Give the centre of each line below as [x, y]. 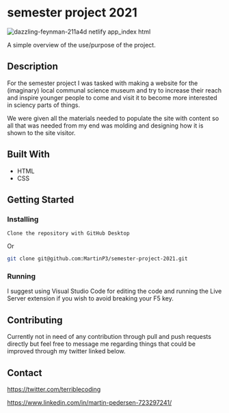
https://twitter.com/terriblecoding [54, 390]
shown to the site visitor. [41, 132]
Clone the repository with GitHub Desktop [68, 234]
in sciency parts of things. [44, 105]
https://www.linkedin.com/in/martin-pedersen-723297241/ [90, 403]
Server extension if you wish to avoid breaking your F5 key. [91, 298]
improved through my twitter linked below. [66, 351]
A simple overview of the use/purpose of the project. [81, 45]
